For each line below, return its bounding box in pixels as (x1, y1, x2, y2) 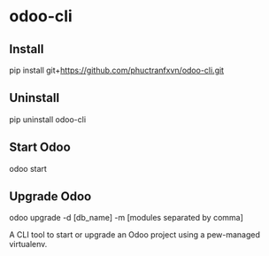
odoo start (9, 163, 47, 174)
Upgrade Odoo (9, 189, 92, 205)
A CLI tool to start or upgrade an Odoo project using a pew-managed (9, 229, 261, 240)
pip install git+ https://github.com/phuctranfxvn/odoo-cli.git (9, 65, 224, 75)
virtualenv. (9, 239, 48, 250)
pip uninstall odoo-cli (9, 113, 87, 125)
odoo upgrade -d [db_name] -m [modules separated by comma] (9, 213, 243, 223)
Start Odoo (9, 140, 71, 155)
